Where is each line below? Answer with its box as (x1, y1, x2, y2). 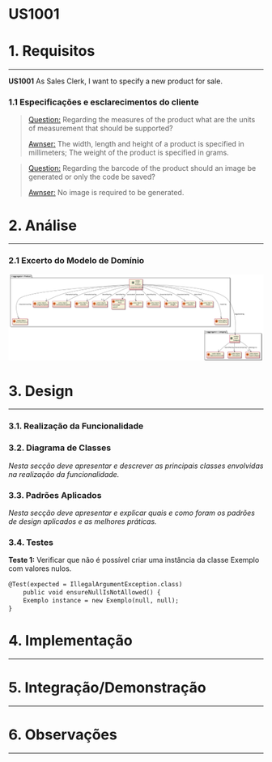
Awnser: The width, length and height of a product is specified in (28, 139, 244, 149)
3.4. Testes (8, 536, 54, 547)
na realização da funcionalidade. (8, 469, 120, 479)
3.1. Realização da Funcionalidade (8, 420, 144, 432)
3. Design (8, 381, 74, 400)
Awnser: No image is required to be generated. (28, 188, 185, 198)
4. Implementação (8, 632, 133, 650)
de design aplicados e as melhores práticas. (8, 516, 157, 526)
